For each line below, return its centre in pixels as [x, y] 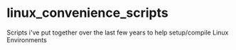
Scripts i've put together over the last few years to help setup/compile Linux [118, 32]
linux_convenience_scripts [87, 13]
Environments [27, 39]
